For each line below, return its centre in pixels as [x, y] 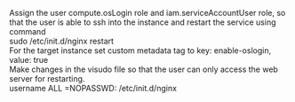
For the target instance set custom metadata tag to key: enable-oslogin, [140, 51]
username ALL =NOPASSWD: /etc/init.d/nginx [93, 88]
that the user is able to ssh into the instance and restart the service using [143, 22]
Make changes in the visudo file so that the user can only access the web [144, 69]
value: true [29, 60]
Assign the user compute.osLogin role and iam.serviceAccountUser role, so [147, 13]
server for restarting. [47, 78]
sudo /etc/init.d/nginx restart [61, 41]
